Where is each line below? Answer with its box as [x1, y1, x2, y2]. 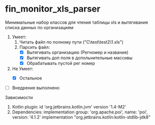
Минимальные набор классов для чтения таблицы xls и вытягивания [5, 19, 148, 25]
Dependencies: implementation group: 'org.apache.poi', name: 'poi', [12, 109, 148, 115]
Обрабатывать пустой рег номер [26, 61, 95, 66]
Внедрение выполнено [12, 85, 60, 91]
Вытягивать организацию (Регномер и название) [26, 49, 129, 55]
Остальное [19, 75, 42, 81]
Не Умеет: [12, 66, 34, 72]
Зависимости [5, 94, 33, 100]
